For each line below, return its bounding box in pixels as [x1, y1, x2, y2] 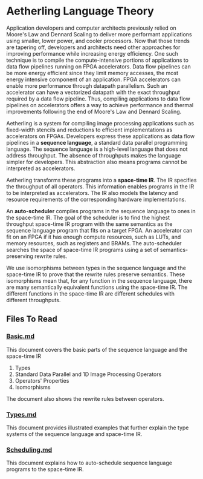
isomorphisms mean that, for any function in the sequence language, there [6, 277, 192, 284]
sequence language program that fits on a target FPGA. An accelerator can [6, 226, 193, 234]
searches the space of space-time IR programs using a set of [6, 246, 159, 253]
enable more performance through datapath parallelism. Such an [6, 82, 167, 89]
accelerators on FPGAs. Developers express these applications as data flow [6, 132, 195, 140]
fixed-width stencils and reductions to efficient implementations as [6, 126, 173, 133]
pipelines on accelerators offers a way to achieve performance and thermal [6, 101, 194, 108]
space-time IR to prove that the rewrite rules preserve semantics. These [6, 271, 185, 278]
